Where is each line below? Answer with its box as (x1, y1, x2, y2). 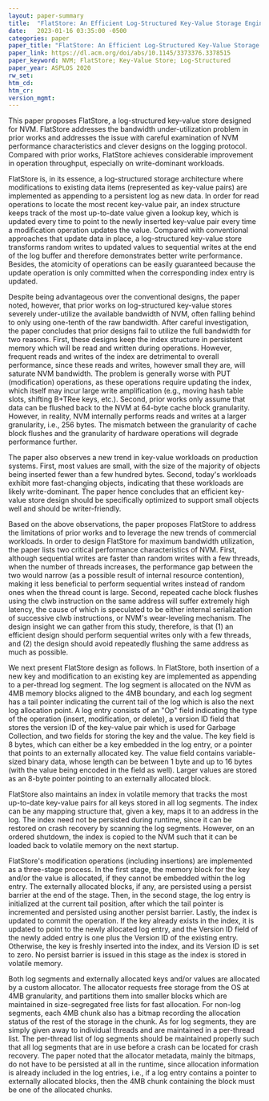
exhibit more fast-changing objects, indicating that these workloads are (8, 479, 244, 488)
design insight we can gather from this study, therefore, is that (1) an (8, 622, 234, 631)
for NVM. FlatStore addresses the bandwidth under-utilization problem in (8, 124, 249, 134)
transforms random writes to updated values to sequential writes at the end (8, 243, 257, 252)
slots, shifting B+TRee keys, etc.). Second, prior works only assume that (8, 394, 246, 404)
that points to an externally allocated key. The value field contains (8, 748, 225, 758)
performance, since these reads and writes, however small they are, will (8, 361, 246, 370)
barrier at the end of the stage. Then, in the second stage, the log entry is (8, 891, 251, 900)
